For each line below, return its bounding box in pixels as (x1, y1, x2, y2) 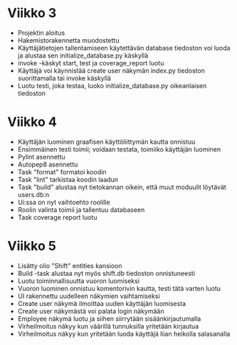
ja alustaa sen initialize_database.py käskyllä (17, 51, 149, 60)
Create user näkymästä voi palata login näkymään (17, 307, 164, 315)
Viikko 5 (7, 238, 57, 254)
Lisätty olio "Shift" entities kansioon (17, 261, 122, 270)
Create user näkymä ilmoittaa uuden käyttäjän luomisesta (17, 299, 186, 307)
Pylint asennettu (17, 152, 65, 161)
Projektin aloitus (17, 28, 65, 37)
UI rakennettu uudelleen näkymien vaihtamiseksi (17, 292, 160, 300)
